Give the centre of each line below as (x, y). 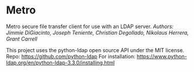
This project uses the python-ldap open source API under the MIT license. (95, 50)
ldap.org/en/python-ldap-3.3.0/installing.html (60, 63)
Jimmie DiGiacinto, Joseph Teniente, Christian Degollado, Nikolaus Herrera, (97, 32)
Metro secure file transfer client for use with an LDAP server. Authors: (90, 26)
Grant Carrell (22, 39)
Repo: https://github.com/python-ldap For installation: (71, 56)
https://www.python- (162, 56)
